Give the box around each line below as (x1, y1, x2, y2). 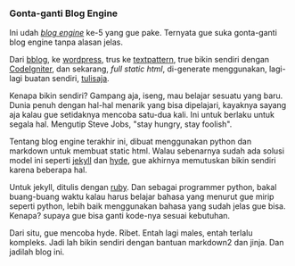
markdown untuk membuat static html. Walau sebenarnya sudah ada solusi (9, 145, 285, 156)
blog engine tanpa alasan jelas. (9, 37, 123, 47)
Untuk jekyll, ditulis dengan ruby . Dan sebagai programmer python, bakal (9, 182, 277, 193)
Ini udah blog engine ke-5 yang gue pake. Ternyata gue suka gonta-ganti (9, 28, 278, 38)
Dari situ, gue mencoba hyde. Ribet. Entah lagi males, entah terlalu (9, 228, 253, 238)
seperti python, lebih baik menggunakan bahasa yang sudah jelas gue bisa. (9, 201, 286, 212)
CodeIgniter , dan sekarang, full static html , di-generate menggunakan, (9, 63, 267, 74)
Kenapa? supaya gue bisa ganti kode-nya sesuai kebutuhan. (9, 211, 230, 221)
